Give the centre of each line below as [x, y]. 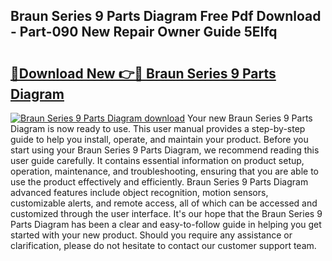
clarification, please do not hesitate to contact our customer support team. [163, 245]
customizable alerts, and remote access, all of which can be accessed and [164, 203]
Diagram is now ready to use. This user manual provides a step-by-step [158, 128]
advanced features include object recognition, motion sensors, [139, 192]
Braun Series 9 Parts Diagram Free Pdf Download [166, 16]
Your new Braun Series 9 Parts [249, 118]
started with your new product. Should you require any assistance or [151, 235]
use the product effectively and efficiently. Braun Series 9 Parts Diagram [159, 182]
